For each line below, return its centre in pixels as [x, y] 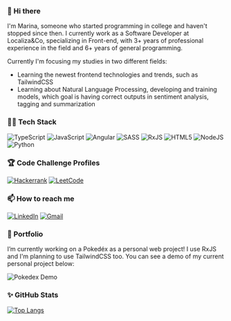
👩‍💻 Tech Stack [32, 122]
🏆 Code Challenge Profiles [54, 163]
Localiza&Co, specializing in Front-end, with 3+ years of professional [105, 41]
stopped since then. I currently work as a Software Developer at [98, 33]
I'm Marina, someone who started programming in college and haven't [107, 26]
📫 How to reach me [41, 198]
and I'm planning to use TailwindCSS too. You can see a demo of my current [115, 256]
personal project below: [41, 264]
